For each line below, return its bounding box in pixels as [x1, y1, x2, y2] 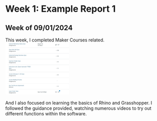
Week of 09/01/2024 [5, 23, 73, 32]
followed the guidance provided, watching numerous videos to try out [5, 105, 152, 111]
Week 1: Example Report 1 [5, 3, 116, 15]
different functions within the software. [5, 110, 87, 116]
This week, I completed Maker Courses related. [5, 37, 104, 43]
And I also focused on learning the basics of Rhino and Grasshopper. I [5, 100, 152, 106]
